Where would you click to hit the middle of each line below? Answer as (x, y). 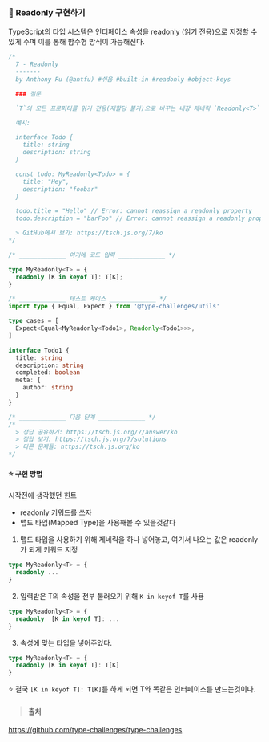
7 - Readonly (37, 65)
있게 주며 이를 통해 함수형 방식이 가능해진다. (77, 42)
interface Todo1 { (39, 350)
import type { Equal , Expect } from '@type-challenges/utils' (114, 307)
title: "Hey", (46, 181)
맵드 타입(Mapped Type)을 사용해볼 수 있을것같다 (98, 523)
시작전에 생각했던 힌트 (43, 495)
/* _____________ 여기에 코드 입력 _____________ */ (92, 255)
